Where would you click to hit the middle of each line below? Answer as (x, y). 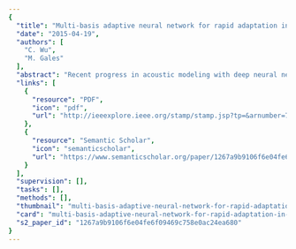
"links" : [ (36, 83)
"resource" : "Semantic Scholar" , (93, 140)
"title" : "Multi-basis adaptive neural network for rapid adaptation (147, 26)
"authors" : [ (40, 42)
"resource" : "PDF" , (67, 99)
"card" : (30, 214)
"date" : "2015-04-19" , (58, 34)
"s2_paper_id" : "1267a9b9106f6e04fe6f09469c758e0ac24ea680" (129, 223)
